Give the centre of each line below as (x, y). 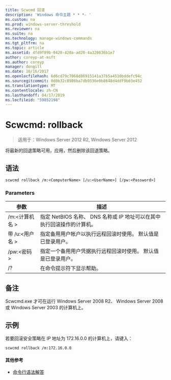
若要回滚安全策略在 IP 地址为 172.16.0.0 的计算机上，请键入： (69, 338)
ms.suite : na (19, 34)
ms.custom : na (20, 19)
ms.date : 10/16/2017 (27, 72)
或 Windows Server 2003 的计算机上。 (46, 308)
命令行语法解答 (28, 372)
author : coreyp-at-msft (31, 57)
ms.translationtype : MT (31, 85)
